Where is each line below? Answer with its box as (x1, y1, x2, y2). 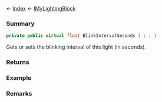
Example (6, 74, 32, 82)
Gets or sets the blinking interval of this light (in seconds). (6, 43, 146, 50)
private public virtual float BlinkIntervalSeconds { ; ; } (6, 33, 157, 39)
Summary (6, 19, 35, 28)
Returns (6, 58, 29, 66)
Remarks (6, 89, 32, 97)
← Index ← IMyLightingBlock (6, 5, 76, 12)
